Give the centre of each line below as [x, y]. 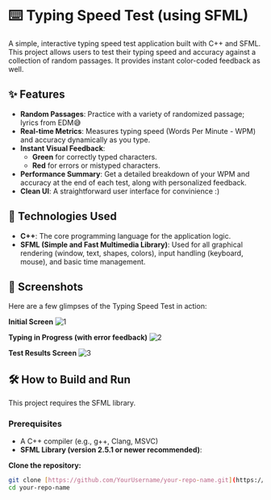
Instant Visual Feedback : [63, 148]
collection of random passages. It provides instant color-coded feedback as [134, 60]
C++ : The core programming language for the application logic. [125, 235]
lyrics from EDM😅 [50, 123]
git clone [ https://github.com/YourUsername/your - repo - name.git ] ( [122, 481]
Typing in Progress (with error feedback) [78, 337]
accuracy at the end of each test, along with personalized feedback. [133, 182]
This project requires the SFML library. [72, 403]
